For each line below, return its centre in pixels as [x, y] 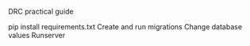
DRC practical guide [41, 11]
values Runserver [37, 35]
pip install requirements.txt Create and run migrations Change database [125, 27]
